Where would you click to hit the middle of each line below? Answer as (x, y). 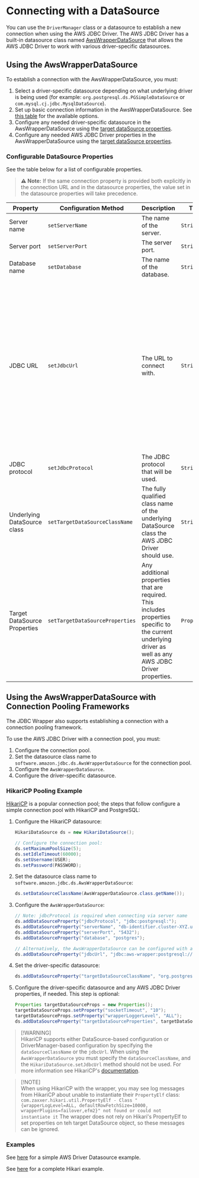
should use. (158, 556)
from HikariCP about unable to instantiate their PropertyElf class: (100, 1094)
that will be (157, 472)
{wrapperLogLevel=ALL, (49, 1105)
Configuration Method (92, 208)
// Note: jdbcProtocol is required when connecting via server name (101, 916)
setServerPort (68, 246)
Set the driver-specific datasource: (57, 966)
